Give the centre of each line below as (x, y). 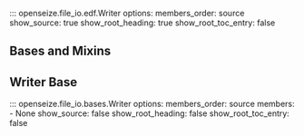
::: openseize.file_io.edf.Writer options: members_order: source (127, 13)
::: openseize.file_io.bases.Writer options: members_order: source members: (152, 104)
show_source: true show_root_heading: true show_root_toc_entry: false (142, 23)
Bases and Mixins (60, 51)
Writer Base (44, 82)
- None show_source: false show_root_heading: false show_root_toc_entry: (150, 113)
